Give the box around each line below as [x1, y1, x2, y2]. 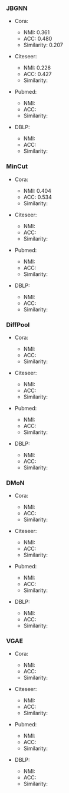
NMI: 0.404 [23, 187, 51, 194]
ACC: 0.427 [23, 71, 52, 78]
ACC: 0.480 [23, 35, 52, 42]
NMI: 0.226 [23, 64, 51, 71]
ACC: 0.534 [23, 193, 52, 200]
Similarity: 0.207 [23, 41, 63, 48]
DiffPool [6, 320, 30, 328]
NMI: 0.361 [23, 29, 50, 36]
